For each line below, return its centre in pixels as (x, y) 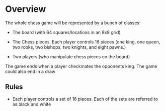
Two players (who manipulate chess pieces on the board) (71, 56)
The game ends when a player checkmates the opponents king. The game (81, 66)
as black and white (32, 104)
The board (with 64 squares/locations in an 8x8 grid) (66, 32)
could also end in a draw (30, 71)
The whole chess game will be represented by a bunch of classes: (73, 23)
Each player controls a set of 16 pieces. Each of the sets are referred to (85, 99)
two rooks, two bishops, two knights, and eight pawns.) (69, 47)
